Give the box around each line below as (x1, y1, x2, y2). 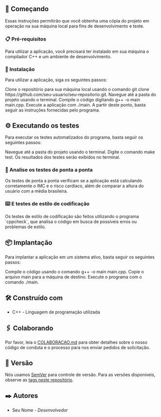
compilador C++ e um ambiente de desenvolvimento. (5, 54, 112, 60)
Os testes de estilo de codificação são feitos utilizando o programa (5, 213, 139, 219)
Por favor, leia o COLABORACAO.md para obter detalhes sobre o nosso (5, 339, 147, 345)
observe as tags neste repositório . (5, 377, 74, 383)
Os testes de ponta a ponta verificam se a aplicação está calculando (5, 177, 143, 183)
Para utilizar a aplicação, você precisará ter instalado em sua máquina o (5, 48, 149, 54)
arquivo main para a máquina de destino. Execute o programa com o (5, 274, 142, 280)
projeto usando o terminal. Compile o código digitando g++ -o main (5, 97, 140, 103)
